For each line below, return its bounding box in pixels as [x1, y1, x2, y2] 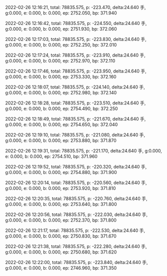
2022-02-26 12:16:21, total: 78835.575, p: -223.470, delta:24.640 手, [5, 4, 146, 10]
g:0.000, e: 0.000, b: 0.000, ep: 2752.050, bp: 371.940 [5, 10, 117, 16]
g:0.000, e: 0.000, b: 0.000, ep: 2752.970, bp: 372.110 [5, 58, 115, 63]
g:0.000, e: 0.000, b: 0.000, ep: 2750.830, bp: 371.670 [5, 233, 116, 239]
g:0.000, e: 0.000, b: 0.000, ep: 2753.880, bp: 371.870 [5, 137, 116, 143]
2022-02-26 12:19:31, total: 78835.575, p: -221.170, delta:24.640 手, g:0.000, [5, 148, 162, 153]
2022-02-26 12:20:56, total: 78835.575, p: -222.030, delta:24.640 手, [5, 211, 148, 217]
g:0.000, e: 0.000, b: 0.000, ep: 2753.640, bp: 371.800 [5, 201, 117, 207]
